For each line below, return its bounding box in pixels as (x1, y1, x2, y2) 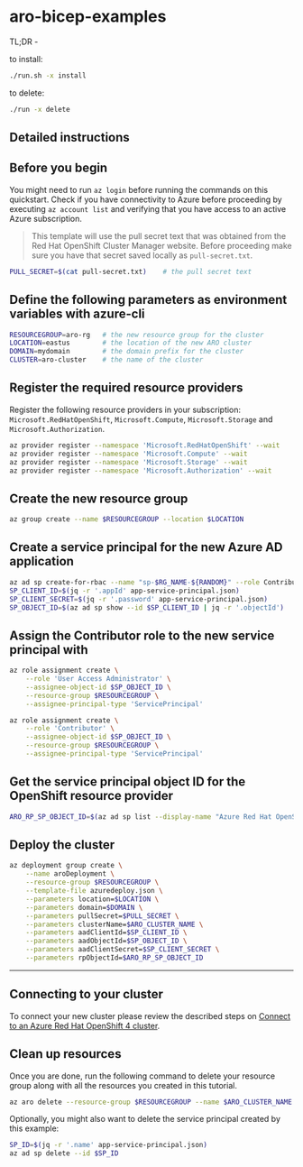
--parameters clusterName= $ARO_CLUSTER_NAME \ (25, 920, 204, 929)
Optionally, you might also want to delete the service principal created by (9, 1114, 281, 1125)
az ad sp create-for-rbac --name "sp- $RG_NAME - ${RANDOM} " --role (9, 577, 260, 587)
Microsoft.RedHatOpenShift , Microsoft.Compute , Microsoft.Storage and (9, 413, 273, 425)
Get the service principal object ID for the (9, 774, 246, 790)
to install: (9, 53, 43, 64)
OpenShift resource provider (9, 788, 174, 804)
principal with (9, 642, 88, 657)
